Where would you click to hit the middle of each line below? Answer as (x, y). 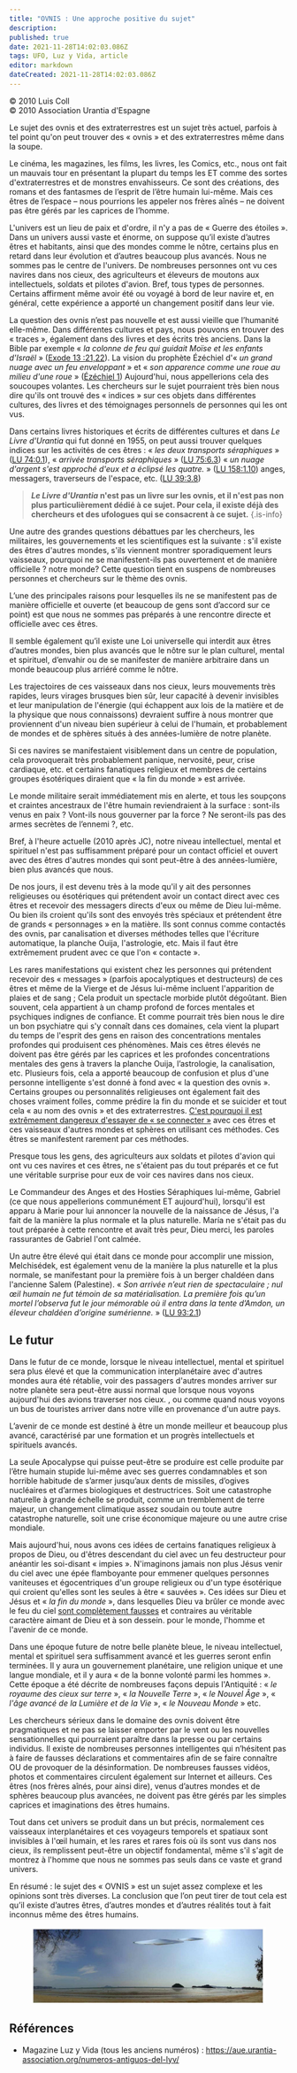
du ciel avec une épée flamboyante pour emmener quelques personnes (139, 1573)
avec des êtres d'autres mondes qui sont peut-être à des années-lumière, (144, 859)
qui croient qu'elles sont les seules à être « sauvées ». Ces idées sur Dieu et (148, 1591)
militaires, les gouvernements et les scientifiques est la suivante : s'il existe (145, 541)
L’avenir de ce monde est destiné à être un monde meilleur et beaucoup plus (148, 1426)
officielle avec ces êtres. (54, 623)
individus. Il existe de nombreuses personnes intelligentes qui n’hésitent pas (148, 1748)
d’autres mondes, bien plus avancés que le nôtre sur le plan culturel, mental (147, 650)
